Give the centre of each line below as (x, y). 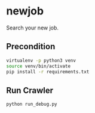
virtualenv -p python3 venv (41, 60)
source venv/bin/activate (38, 66)
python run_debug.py (32, 104)
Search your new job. (32, 28)
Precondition (31, 47)
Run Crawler (30, 90)
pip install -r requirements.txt (48, 72)
